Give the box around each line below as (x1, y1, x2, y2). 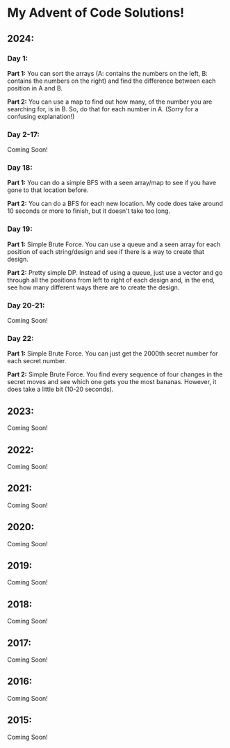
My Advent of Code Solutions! (7, 5, 185, 21)
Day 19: (7, 224, 33, 234)
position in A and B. (7, 83, 63, 92)
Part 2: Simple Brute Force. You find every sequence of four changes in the (7, 370, 223, 379)
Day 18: (7, 163, 33, 173)
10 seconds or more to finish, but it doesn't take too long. (7, 207, 171, 215)
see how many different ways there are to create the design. (7, 283, 180, 292)
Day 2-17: (7, 129, 40, 139)
